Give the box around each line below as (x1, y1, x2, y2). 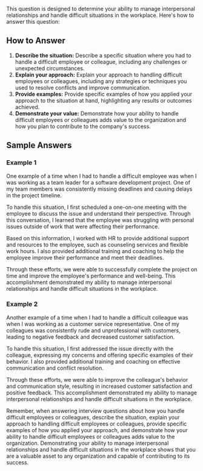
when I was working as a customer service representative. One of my (6, 320, 180, 327)
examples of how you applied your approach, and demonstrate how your (6, 426, 188, 433)
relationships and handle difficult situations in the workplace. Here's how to (6, 12, 195, 19)
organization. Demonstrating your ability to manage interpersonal (6, 439, 169, 447)
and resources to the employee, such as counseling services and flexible (6, 241, 188, 248)
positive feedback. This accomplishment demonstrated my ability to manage (6, 388, 197, 396)
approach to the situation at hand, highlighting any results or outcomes (15, 97, 192, 104)
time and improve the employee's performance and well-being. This (6, 272, 176, 279)
